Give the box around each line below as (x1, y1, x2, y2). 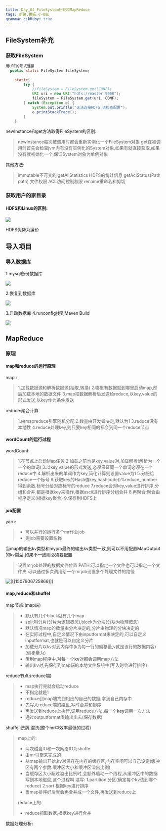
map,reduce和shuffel (5, 590, 50, 596)
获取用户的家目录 (5, 192, 46, 199)
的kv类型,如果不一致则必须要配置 (5, 552, 73, 558)
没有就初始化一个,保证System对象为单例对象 (17, 151, 108, 157)
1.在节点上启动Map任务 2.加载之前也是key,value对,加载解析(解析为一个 (17, 458, 161, 464)
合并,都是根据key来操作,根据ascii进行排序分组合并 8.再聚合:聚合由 (26, 489, 160, 495)
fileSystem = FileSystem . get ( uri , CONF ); (32, 96, 119, 101)
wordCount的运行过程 (5, 437, 51, 442)
